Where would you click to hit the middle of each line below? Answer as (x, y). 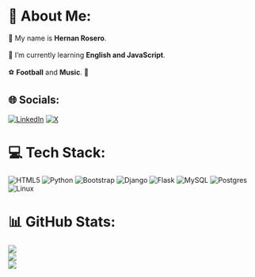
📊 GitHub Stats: (62, 222)
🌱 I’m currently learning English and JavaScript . (87, 55)
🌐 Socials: (34, 100)
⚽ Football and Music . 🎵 (49, 72)
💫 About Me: (50, 16)
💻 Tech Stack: (57, 152)
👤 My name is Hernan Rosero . (57, 38)
